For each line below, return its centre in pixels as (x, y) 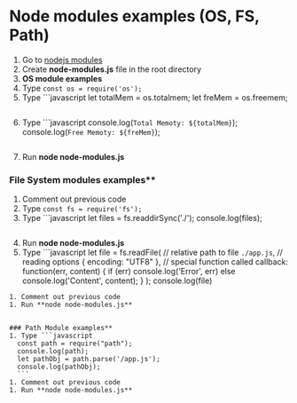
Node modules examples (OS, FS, (134, 16)
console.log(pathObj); (59, 367)
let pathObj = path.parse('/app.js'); (89, 360)
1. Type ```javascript (51, 336)
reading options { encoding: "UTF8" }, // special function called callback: (155, 262)
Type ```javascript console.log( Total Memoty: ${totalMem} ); (129, 122)
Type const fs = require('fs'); (82, 209)
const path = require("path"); (75, 344)
